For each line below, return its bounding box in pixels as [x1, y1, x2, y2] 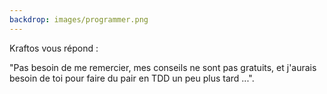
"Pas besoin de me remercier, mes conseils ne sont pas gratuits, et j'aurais [9, 61, 317, 73]
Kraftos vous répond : [9, 42, 99, 54]
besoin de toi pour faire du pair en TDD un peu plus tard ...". [9, 72, 255, 84]
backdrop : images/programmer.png [9, 14, 149, 25]
